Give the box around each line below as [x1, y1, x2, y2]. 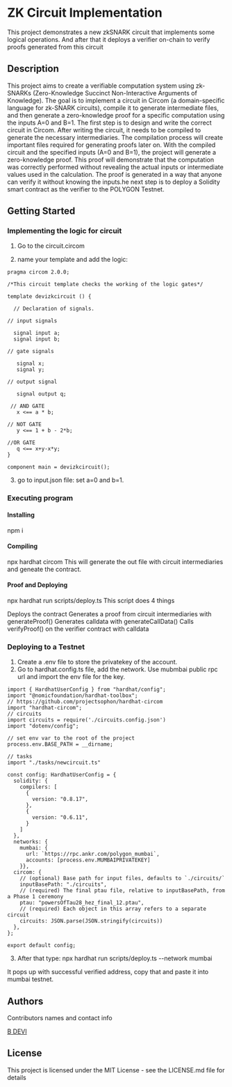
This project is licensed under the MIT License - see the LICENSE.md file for [7, 1065, 225, 1074]
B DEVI [7, 1027, 28, 1035]
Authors [7, 995, 44, 1007]
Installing [7, 510, 35, 519]
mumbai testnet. [7, 975, 54, 983]
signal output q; [16, 391, 67, 398]
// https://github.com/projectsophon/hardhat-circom [7, 698, 163, 705]
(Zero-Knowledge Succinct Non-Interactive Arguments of [32, 88, 198, 97]
